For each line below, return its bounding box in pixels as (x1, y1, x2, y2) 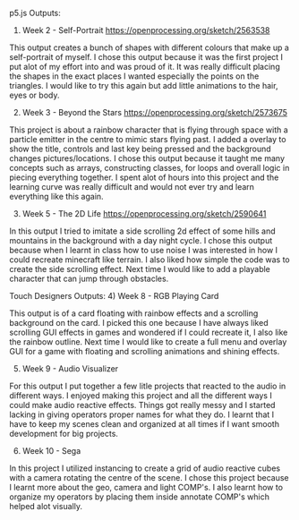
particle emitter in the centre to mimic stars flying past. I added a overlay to (9, 134, 286, 144)
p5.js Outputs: (9, 8, 61, 18)
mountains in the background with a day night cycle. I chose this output (9, 235, 273, 245)
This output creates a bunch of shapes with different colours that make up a (9, 42, 289, 53)
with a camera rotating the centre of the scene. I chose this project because (9, 473, 289, 482)
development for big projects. (9, 429, 119, 439)
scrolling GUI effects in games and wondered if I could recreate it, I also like (9, 327, 288, 337)
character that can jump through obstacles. (9, 273, 169, 284)
